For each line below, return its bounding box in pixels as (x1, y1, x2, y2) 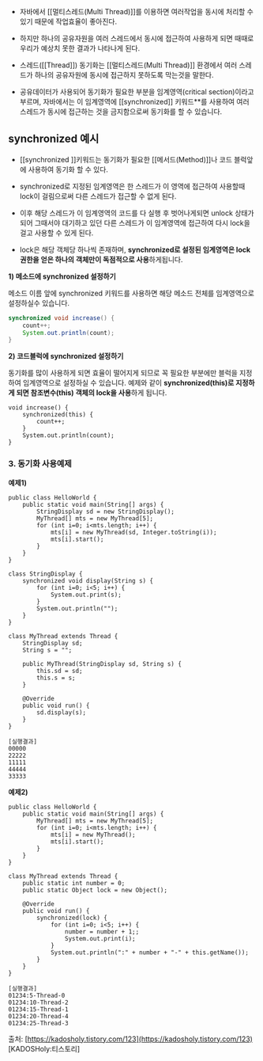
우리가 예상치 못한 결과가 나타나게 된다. (19, 44, 141, 53)
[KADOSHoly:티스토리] (8, 1044, 81, 1053)
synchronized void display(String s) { (22, 576, 154, 584)
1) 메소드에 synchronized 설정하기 (8, 272, 116, 281)
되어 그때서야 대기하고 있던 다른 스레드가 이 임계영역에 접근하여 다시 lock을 (19, 218, 250, 227)
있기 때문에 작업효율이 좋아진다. (19, 17, 117, 26)
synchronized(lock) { (36, 914, 108, 922)
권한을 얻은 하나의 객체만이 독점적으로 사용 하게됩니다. (19, 254, 183, 264)
